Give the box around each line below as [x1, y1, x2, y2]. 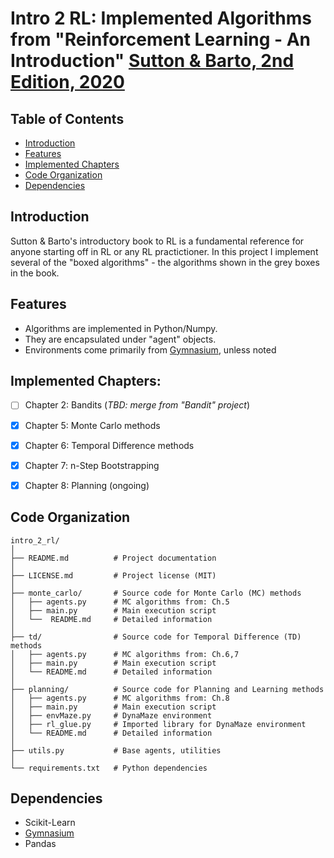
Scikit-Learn [24, 817, 76, 829]
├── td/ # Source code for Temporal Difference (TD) [10, 632, 302, 642]
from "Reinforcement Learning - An [10, 28, 312, 51]
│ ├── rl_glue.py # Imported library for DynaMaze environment [10, 719, 307, 729]
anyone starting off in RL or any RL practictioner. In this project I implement [10, 245, 319, 257]
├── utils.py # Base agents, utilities [10, 745, 222, 756]
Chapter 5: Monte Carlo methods [24, 419, 161, 431]
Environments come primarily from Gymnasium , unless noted [24, 343, 277, 356]
